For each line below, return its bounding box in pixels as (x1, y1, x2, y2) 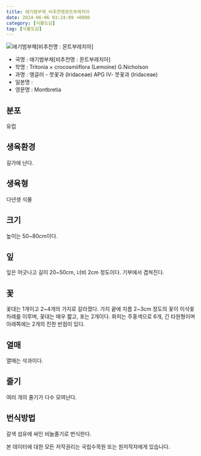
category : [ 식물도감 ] (6, 20, 55, 26)
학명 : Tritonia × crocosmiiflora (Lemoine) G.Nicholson (14, 63, 149, 71)
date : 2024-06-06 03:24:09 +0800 (6, 14, 90, 21)
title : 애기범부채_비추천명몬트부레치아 (6, 8, 90, 15)
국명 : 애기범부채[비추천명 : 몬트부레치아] (14, 56, 111, 63)
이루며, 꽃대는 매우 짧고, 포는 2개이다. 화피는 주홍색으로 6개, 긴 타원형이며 (22, 313, 196, 320)
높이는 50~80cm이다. (6, 232, 58, 239)
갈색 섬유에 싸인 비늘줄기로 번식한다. (6, 430, 91, 437)
